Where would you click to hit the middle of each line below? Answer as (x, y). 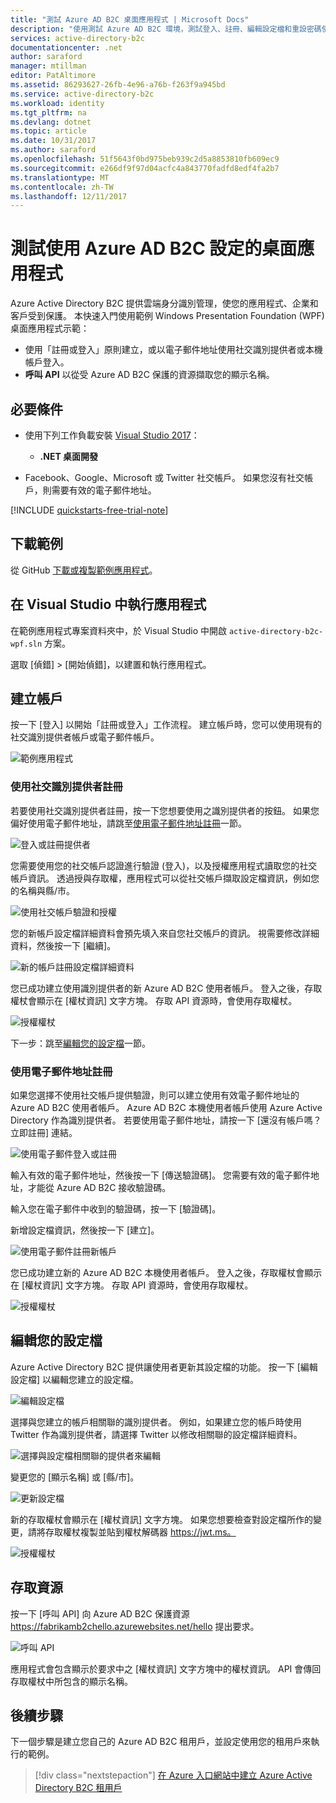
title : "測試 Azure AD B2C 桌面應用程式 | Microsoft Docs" (130, 19)
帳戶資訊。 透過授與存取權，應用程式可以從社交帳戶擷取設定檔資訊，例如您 (165, 878)
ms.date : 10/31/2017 (53, 141)
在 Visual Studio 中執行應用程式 (108, 604)
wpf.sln (26, 644)
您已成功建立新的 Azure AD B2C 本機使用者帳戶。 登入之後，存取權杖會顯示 (166, 1273)
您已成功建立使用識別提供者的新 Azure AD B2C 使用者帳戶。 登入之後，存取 (166, 988)
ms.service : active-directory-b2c (82, 94)
